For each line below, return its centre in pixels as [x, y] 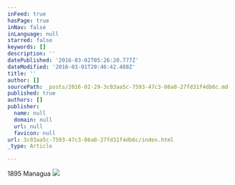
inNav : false [27, 27]
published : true [31, 93]
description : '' [31, 54]
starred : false [30, 41]
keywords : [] [27, 47]
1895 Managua [29, 174]
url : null [28, 126]
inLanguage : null [33, 34]
